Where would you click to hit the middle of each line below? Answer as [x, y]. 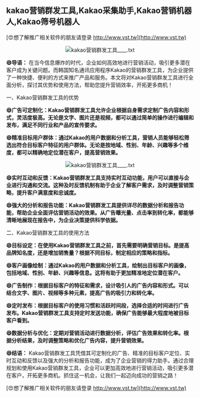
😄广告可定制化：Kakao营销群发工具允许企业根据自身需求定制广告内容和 [95, 110]
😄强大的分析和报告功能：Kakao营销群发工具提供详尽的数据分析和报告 [93, 205]
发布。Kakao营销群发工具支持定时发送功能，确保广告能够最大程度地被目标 [98, 313]
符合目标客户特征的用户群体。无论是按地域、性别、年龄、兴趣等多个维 [102, 145]
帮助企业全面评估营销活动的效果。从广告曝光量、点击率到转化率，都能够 [105, 212]
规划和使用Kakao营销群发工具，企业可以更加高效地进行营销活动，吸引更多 [97, 368]
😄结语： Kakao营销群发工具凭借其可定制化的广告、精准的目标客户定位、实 [98, 353]
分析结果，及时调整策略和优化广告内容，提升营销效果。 [79, 340]
